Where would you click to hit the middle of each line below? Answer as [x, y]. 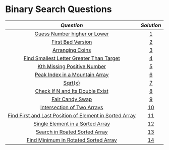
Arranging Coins [72, 50]
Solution [151, 25]
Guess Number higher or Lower [72, 34]
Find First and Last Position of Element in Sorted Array [72, 115]
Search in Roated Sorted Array [72, 132]
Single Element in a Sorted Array [72, 123]
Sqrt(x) [72, 83]
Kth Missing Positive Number [72, 66]
